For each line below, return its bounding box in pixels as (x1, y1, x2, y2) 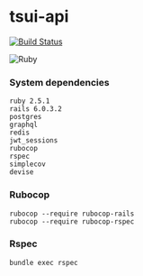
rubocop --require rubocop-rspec (9, 216, 135, 226)
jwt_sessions (9, 136, 58, 145)
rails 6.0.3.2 (9, 105, 63, 114)
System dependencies (9, 76, 110, 88)
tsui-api (9, 6, 69, 27)
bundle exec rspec (9, 258, 78, 267)
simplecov (9, 160, 47, 169)
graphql (9, 120, 39, 130)
